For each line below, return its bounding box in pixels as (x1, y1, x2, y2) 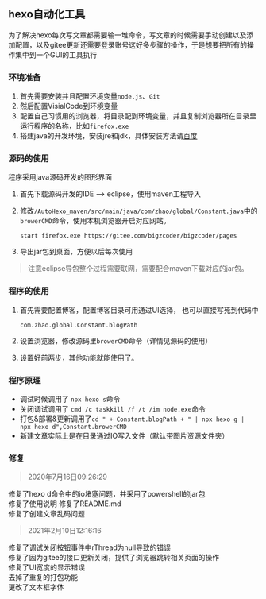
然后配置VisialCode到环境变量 (19, 102, 118, 111)
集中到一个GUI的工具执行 (14, 50, 98, 60)
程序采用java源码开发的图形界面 (8, 172, 113, 182)
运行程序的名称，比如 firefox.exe (19, 122, 129, 131)
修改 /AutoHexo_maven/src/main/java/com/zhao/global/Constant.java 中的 (19, 206, 258, 216)
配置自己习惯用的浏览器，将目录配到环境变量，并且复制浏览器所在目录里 (19, 111, 256, 121)
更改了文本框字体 (8, 582, 64, 592)
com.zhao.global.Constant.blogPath (19, 321, 138, 329)
